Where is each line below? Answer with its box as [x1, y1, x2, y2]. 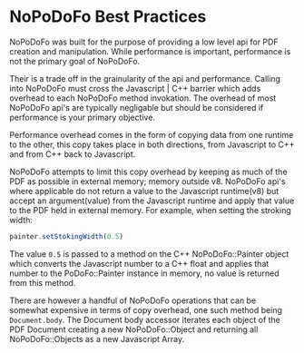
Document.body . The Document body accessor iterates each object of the [9, 314, 281, 325]
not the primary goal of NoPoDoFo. [9, 55, 141, 66]
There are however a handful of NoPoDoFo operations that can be [9, 295, 257, 306]
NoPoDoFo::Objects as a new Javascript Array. [9, 333, 184, 344]
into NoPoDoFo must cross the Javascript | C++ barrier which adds [9, 83, 261, 93]
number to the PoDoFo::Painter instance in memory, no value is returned [9, 268, 279, 279]
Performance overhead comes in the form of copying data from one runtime [9, 129, 294, 140]
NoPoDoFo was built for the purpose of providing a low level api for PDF [9, 36, 279, 47]
